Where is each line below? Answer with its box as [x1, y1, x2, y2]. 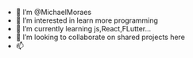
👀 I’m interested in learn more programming [15, 16, 159, 25]
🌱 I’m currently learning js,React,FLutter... [15, 24, 152, 33]
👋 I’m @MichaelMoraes [15, 8, 92, 16]
